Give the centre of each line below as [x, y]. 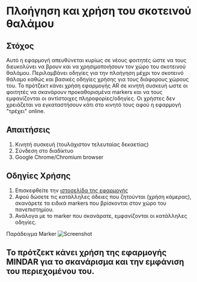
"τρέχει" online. [26, 111]
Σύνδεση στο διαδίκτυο [44, 150]
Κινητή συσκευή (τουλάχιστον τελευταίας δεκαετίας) [82, 144]
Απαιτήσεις [28, 130]
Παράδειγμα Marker [32, 234]
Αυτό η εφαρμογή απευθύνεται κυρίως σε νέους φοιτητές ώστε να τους [96, 60]
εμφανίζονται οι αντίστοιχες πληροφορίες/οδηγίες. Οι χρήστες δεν [91, 98]
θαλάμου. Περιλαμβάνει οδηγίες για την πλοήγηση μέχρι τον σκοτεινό [95, 73]
